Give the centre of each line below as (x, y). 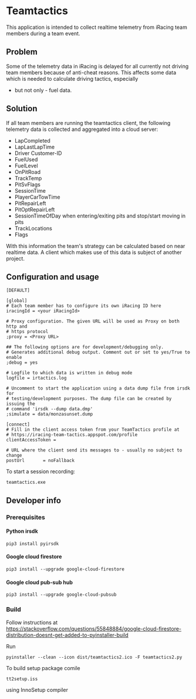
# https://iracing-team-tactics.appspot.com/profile (72, 435)
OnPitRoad (28, 172)
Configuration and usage (53, 277)
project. (16, 258)
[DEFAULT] (18, 291)
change (14, 456)
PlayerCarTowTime (37, 197)
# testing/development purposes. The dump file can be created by (89, 399)
